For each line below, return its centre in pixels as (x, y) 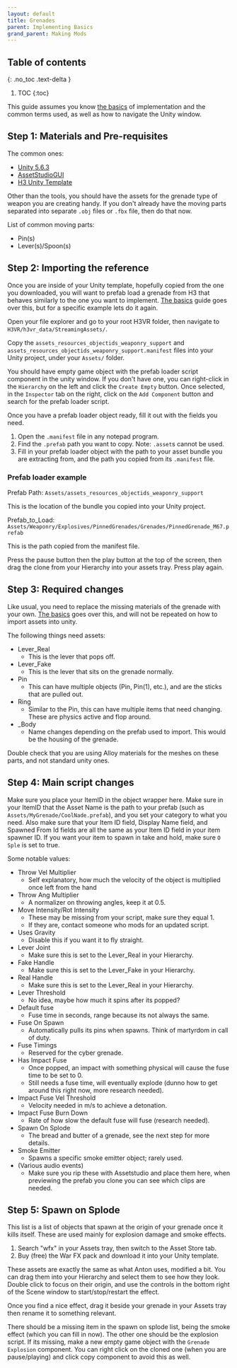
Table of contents (47, 62)
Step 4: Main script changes (71, 783)
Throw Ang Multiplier (48, 895)
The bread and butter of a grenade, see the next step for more (119, 1135)
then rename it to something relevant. (62, 1314)
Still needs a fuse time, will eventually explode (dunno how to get (123, 1082)
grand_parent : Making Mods (47, 34)
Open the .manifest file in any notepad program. (88, 436)
